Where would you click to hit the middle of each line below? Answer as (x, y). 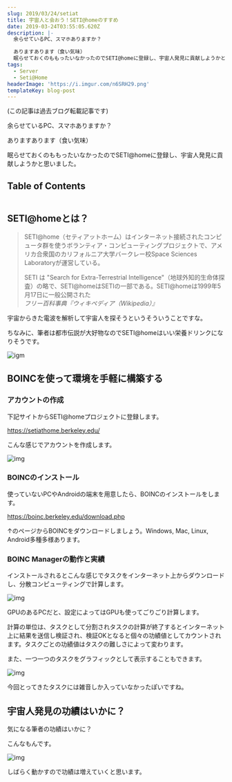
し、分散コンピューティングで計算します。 (67, 584)
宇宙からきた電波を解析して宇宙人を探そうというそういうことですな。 (107, 318)
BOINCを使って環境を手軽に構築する (85, 379)
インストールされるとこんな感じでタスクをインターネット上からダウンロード (116, 576)
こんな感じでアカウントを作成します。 (61, 444)
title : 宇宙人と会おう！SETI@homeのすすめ (63, 20)
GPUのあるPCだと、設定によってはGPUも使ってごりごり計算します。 (105, 612)
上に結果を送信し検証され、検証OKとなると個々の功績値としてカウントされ (114, 636)
